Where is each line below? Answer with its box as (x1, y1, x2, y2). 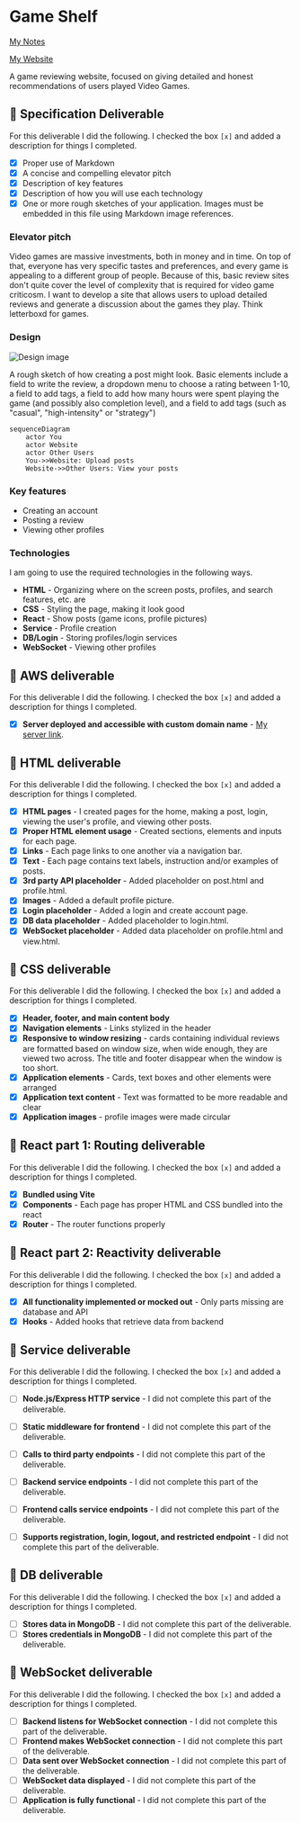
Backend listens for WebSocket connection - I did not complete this (22, 1716, 278, 1727)
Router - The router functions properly (22, 1218, 166, 1229)
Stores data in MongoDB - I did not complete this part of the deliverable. (22, 1618, 292, 1630)
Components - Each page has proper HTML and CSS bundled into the (22, 1199, 283, 1209)
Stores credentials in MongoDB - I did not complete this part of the (22, 1629, 272, 1639)
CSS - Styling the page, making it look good (22, 604, 186, 615)
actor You (25, 432, 63, 442)
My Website (9, 53, 54, 64)
